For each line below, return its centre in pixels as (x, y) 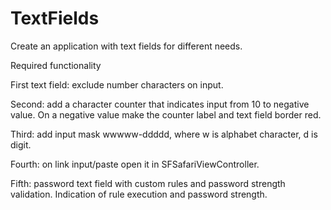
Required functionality (56, 65)
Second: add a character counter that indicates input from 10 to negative (160, 104)
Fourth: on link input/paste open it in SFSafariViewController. (135, 164)
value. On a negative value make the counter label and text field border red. (166, 114)
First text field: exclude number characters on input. (117, 84)
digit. (21, 144)
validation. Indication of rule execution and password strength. (139, 194)
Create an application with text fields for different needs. (126, 46)
